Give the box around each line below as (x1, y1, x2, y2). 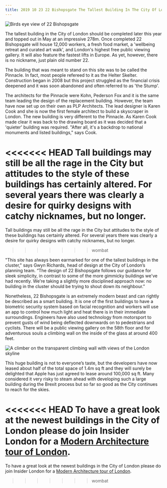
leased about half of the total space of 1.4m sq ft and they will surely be (5, 365, 152, 371)
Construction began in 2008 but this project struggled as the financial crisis (5, 77, 160, 83)
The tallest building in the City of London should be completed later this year (5, 30, 162, 36)
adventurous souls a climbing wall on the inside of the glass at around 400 (5, 330, 158, 336)
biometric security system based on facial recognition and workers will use (5, 304, 159, 310)
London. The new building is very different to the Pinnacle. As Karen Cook (5, 113, 157, 120)
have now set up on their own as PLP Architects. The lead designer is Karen (5, 103, 161, 109)
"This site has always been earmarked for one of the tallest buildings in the (5, 257, 159, 263)
